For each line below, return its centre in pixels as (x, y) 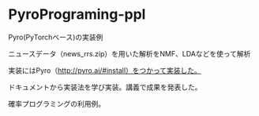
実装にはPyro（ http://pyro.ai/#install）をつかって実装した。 (105, 70)
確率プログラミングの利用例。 (56, 103)
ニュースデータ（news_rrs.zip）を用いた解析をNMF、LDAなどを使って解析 (129, 53)
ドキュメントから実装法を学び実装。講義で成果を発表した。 (105, 87)
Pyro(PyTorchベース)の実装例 (56, 37)
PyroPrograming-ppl (77, 14)
